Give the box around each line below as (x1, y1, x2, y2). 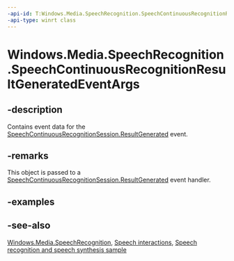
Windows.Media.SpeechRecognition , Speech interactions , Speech (7, 238, 197, 246)
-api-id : (7, 10, 33, 17)
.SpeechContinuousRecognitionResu (7, 61, 226, 77)
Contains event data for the (7, 122, 86, 131)
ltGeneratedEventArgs (7, 76, 141, 92)
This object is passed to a (7, 168, 81, 177)
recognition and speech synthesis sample (7, 245, 127, 254)
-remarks (7, 150, 49, 161)
